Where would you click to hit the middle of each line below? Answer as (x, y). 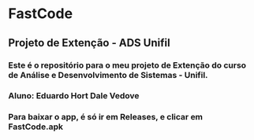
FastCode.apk (35, 127)
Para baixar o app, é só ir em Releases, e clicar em (106, 117)
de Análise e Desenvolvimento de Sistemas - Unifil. (108, 75)
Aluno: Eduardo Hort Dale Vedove (74, 96)
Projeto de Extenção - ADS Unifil (90, 43)
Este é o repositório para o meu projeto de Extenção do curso (127, 65)
